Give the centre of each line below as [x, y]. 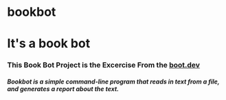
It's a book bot [49, 44]
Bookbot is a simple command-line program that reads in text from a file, [113, 81]
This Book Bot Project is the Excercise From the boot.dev [104, 65]
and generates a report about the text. [63, 89]
